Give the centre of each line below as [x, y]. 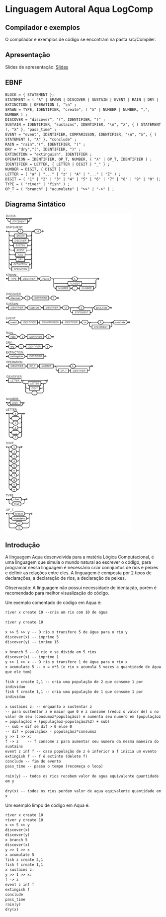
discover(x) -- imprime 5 [32, 637]
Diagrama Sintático [36, 204]
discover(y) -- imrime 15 [32, 642]
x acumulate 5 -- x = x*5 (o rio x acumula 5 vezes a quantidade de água [83, 667]
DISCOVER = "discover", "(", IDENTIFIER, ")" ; [55, 119]
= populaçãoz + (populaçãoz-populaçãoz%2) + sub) [58, 722]
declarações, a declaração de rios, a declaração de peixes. [66, 578]
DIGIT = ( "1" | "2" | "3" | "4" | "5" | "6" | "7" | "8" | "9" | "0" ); [83, 179]
